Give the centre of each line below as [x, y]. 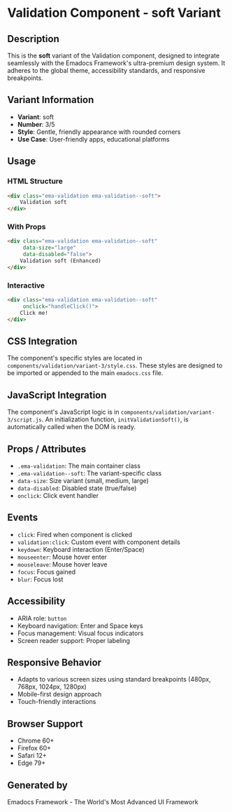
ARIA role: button [42, 618]
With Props [27, 227]
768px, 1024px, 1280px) [52, 687]
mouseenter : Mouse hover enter [62, 557]
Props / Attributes [47, 449]
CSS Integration [43, 341]
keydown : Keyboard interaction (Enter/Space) [81, 549]
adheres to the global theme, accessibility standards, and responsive [106, 70]
